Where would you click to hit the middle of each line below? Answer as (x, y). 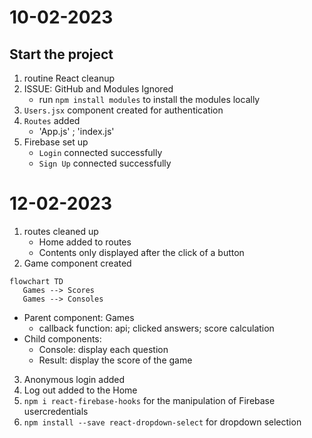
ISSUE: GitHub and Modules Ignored (98, 89)
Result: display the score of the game (115, 360)
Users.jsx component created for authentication (123, 110)
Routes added (52, 120)
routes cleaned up (61, 231)
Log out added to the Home (80, 390)
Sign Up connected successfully (105, 163)
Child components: (62, 338)
